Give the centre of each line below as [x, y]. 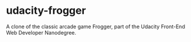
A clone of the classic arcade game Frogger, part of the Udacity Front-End [96, 26]
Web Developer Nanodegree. [41, 32]
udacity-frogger [46, 11]
